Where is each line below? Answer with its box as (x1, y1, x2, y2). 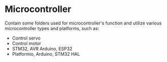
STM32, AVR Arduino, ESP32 (12, 45, 73, 51)
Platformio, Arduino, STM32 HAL (12, 51, 80, 57)
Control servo (12, 35, 41, 41)
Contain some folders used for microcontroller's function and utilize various (5, 20, 162, 26)
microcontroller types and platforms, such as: (5, 25, 99, 31)
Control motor (12, 40, 41, 46)
